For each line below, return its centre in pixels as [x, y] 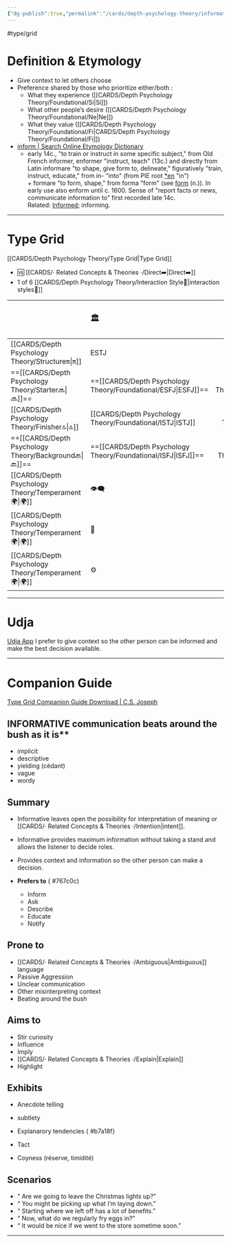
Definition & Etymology [75, 61]
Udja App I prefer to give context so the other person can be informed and [112, 641]
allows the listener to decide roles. [66, 847]
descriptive [33, 758]
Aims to [24, 1020]
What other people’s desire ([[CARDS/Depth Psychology [107, 109]
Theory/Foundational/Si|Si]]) [67, 102]
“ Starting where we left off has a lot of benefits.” [86, 1211]
